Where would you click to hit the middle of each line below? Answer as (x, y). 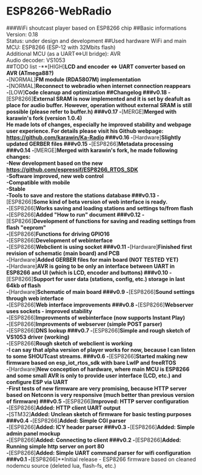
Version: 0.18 (22, 34)
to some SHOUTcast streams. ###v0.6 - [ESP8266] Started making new (97, 356)
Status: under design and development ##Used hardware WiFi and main (96, 41)
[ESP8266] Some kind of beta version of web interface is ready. (87, 202)
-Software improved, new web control (55, 176)
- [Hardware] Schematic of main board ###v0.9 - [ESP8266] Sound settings (101, 291)
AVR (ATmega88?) (30, 73)
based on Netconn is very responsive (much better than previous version (100, 394)
